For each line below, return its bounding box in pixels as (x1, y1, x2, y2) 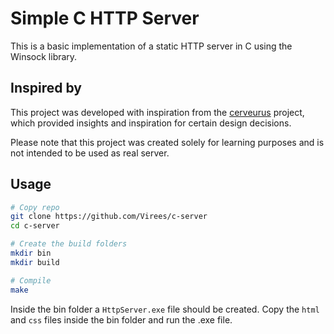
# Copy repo (10, 202, 60, 212)
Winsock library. (10, 50, 78, 62)
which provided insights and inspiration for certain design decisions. (10, 117, 292, 129)
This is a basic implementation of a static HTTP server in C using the (10, 40, 293, 52)
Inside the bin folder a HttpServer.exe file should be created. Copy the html (10, 303, 320, 315)
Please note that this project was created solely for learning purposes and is (10, 136, 325, 148)
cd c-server (10, 221, 60, 231)
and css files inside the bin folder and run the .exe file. (10, 313, 233, 326)
